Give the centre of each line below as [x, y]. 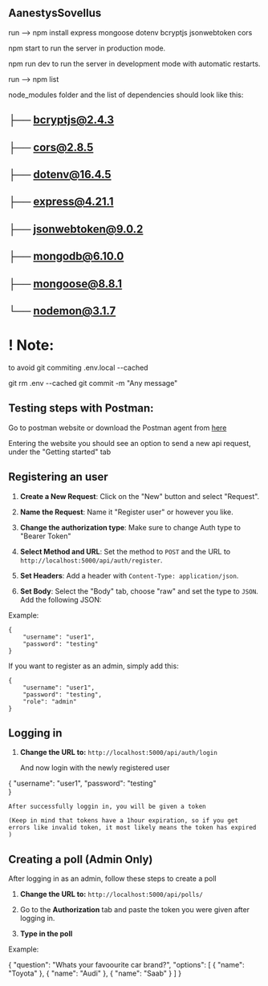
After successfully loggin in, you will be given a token [107, 807]
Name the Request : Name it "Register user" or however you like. [127, 512]
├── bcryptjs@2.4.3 [61, 120]
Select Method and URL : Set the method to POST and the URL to [125, 551]
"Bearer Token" [45, 536]
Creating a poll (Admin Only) [81, 859]
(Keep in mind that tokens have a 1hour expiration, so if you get [124, 821]
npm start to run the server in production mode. [87, 48]
